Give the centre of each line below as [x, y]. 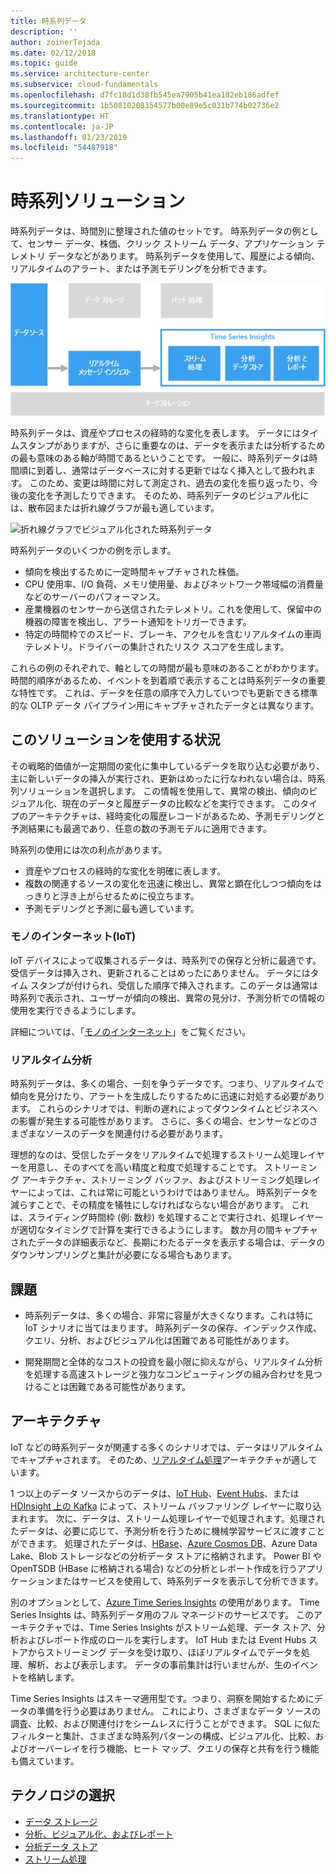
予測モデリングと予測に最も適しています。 [112, 908]
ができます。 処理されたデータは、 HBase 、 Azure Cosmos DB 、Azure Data [164, 1543]
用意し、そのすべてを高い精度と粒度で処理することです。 [145, 1167]
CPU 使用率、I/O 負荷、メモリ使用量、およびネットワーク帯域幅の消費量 [174, 584]
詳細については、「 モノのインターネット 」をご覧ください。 [131, 1031]
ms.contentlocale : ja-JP [62, 126]
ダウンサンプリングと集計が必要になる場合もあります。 [124, 1255]
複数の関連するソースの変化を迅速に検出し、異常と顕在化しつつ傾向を [169, 883]
